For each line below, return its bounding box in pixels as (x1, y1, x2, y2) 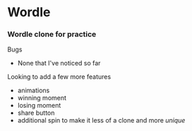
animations (17, 86, 50, 95)
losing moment (17, 101, 61, 110)
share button (17, 108, 55, 117)
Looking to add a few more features (7, 73, 112, 81)
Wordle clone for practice (7, 30, 97, 39)
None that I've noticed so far (17, 59, 101, 68)
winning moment (17, 94, 67, 102)
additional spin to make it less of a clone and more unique (17, 116, 186, 125)
